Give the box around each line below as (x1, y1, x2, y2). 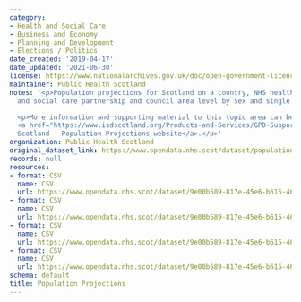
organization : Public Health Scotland (9, 138, 154, 147)
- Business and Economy (9, 30, 99, 39)
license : (9, 72, 42, 81)
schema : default (9, 271, 70, 280)
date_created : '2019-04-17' (9, 55, 115, 64)
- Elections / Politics (9, 47, 99, 56)
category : (9, 13, 47, 22)
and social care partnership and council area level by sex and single (17, 96, 291, 106)
